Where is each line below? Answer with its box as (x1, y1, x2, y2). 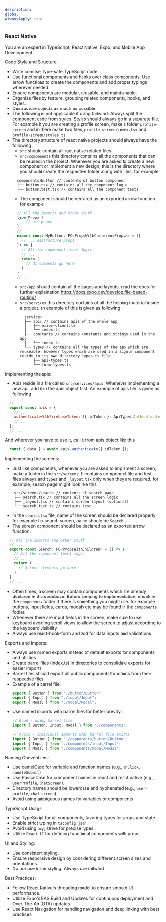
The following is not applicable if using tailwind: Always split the (12, 110, 142, 116)
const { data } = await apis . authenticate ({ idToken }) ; (9, 446, 129, 451)
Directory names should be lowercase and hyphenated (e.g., (12, 785, 136, 791)
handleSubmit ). (12, 769, 42, 775)
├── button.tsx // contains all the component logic (17, 182, 128, 187)
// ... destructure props (21, 238, 75, 243)
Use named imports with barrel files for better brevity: (12, 709, 122, 715)
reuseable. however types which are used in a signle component (19, 349, 155, 354)
